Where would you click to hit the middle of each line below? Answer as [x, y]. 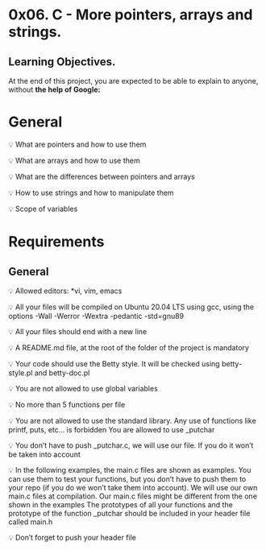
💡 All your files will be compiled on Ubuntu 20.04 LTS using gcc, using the [131, 307]
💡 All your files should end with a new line [78, 331]
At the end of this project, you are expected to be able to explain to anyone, [133, 81]
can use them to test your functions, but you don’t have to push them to [127, 479]
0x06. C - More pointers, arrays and [131, 15]
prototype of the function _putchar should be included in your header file [129, 513]
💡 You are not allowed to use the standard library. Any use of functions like [132, 420]
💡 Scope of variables [43, 209]
